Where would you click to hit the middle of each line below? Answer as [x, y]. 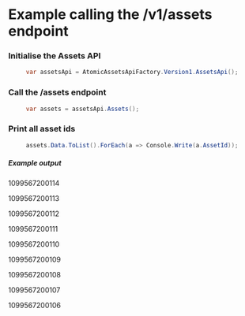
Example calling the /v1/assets [110, 15]
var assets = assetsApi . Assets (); [83, 109]
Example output [35, 163]
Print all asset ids [42, 129]
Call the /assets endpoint [57, 92]
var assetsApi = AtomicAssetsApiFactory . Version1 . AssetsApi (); [132, 72]
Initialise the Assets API [55, 56]
